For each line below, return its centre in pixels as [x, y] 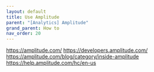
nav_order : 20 [24, 34]
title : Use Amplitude [33, 17]
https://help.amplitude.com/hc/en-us [51, 63]
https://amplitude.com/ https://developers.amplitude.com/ [77, 50]
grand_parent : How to [33, 28]
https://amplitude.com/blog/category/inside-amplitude [73, 57]
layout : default [26, 12]
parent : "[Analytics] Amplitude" [47, 22]
